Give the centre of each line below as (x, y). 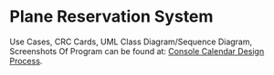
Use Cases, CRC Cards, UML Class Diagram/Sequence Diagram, (131, 42)
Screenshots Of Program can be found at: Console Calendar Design (137, 51)
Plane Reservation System (111, 17)
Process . (26, 61)
